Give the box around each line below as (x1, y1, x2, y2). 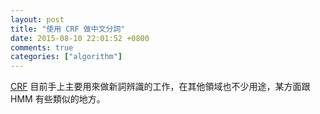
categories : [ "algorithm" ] (10, 52, 123, 62)
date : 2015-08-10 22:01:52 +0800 (10, 33, 150, 43)
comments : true (10, 42, 74, 53)
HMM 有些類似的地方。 (10, 93, 106, 105)
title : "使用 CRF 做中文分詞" (10, 24, 126, 34)
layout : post (10, 14, 65, 25)
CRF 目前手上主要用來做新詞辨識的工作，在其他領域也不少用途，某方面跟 (10, 81, 311, 93)
